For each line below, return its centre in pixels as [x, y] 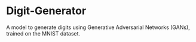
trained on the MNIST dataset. [43, 33]
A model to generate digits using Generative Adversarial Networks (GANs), [98, 27]
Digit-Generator [46, 11]
